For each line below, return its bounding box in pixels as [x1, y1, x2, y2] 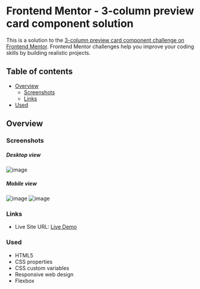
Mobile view [6, 180, 37, 187]
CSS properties [14, 258, 53, 265]
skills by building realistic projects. [6, 49, 91, 56]
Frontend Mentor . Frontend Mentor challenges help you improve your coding [6, 43, 195, 50]
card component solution [6, 17, 134, 30]
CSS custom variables [14, 264, 70, 272]
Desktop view [6, 151, 41, 159]
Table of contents [6, 67, 73, 77]
